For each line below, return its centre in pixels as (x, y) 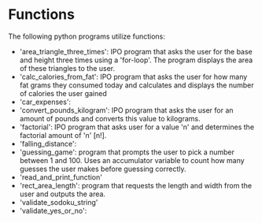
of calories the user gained (63, 93)
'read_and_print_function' (61, 177)
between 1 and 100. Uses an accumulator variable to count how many (132, 160)
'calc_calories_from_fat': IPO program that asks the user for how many (133, 76)
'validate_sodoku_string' (59, 202)
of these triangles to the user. (67, 68)
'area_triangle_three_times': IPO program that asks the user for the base (136, 51)
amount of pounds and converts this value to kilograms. (110, 118)
